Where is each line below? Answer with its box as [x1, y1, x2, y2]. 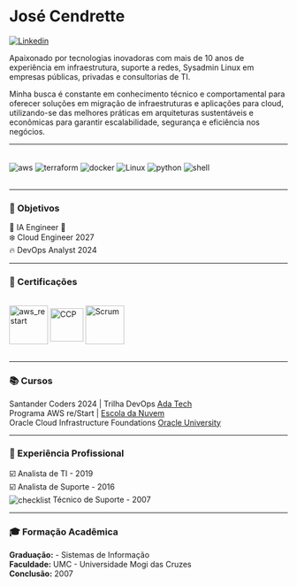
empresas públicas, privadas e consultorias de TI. [9, 71, 191, 81]
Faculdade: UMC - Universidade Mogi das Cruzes [9, 559, 192, 569]
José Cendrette [9, 6, 126, 27]
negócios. [9, 126, 46, 136]
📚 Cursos [9, 374, 53, 387]
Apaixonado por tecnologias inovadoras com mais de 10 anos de [9, 52, 245, 63]
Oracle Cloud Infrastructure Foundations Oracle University [9, 417, 221, 428]
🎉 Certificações [9, 275, 78, 288]
